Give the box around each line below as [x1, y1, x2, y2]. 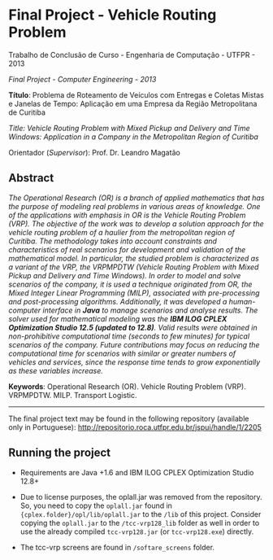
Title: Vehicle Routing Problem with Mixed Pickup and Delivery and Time [8, 123, 250, 133]
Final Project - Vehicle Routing [8, 6, 217, 24]
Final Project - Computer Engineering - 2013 [8, 74, 157, 84]
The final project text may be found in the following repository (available [8, 413, 249, 423]
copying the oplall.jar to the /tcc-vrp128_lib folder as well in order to [19, 518, 260, 527]
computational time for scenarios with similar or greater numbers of [8, 348, 236, 358]
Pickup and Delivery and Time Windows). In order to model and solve [8, 270, 241, 280]
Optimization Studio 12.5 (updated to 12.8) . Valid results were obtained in [8, 322, 258, 332]
